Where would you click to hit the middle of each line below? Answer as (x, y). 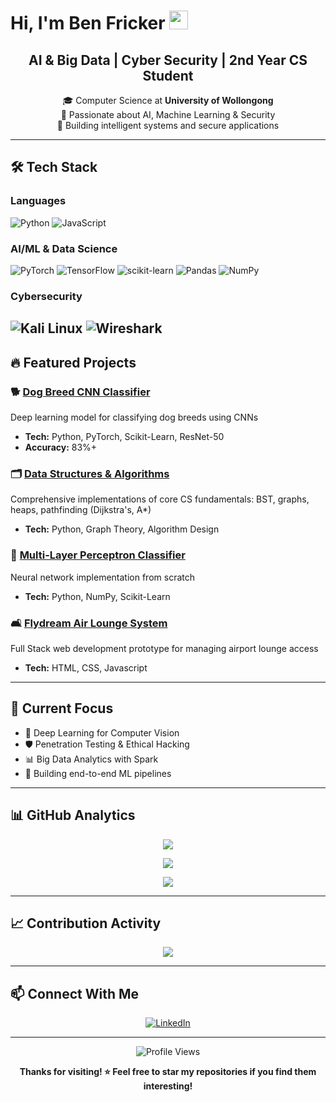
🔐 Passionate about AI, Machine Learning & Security (168, 114)
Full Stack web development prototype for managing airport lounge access (164, 648)
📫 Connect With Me (75, 993)
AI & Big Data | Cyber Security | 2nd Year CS (168, 60)
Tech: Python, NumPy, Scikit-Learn (97, 596)
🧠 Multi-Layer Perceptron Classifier (98, 555)
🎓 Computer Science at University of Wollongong (168, 100)
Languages (38, 201)
